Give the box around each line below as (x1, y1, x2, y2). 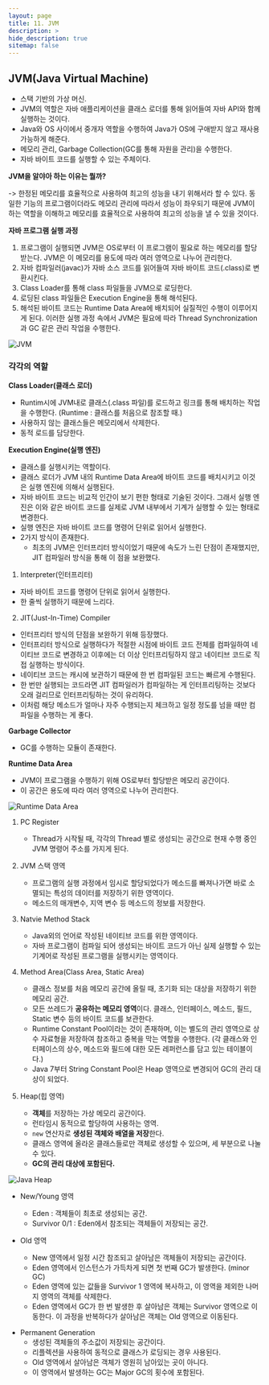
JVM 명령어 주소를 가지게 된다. (31, 844, 129, 854)
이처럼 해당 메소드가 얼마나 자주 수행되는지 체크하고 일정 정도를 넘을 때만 (19, 700, 247, 710)
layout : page (8, 11, 52, 20)
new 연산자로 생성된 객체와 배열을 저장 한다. (31, 1128, 165, 1139)
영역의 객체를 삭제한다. (40, 1292, 112, 1301)
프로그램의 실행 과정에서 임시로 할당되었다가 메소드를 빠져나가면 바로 (31, 878, 247, 888)
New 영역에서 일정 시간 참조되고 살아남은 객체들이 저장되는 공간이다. (31, 1253, 247, 1263)
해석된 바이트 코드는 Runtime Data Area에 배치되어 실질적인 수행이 (19, 303, 230, 312)
